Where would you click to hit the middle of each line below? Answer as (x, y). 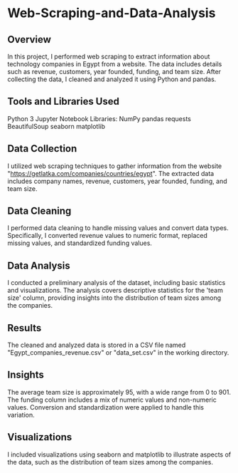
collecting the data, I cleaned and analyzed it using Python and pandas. (112, 79)
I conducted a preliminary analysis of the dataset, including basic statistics (117, 283)
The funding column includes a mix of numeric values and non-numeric (112, 400)
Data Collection (42, 149)
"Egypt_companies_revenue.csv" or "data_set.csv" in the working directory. (118, 353)
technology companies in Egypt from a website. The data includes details (115, 64)
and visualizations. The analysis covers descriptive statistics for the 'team (115, 291)
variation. (21, 415)
